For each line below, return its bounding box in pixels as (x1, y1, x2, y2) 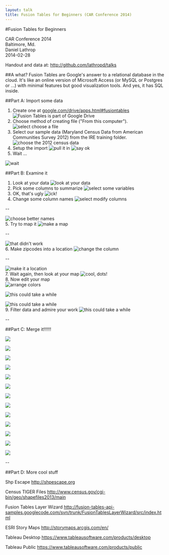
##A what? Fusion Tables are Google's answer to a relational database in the (5, 71, 164, 77)
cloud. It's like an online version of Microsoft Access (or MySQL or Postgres (5, 77, 163, 83)
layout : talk (5, 7, 33, 13)
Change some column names (12, 196, 74, 202)
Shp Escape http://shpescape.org (5, 479, 75, 485)
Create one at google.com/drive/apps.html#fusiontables (12, 107, 130, 113)
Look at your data (12, 180, 49, 186)
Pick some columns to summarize (12, 185, 83, 191)
